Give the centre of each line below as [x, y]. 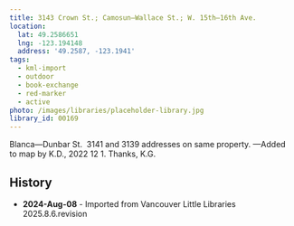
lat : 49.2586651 [48, 34]
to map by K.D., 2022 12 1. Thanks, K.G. [83, 154]
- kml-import [42, 69]
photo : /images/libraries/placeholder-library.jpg [107, 110]
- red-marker [42, 93]
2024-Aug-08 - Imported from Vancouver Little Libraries [129, 203]
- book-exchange [48, 85]
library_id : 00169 [44, 118]
